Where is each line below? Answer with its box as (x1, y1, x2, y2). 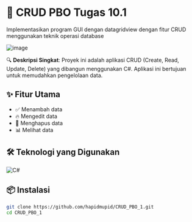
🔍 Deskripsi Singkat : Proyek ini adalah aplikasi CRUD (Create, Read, (6, 56, 180, 64)
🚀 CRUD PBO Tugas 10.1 (6, 6, 127, 20)
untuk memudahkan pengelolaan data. (6, 72, 103, 79)
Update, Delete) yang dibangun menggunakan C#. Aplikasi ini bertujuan (6, 65, 187, 72)
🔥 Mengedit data (15, 113, 58, 120)
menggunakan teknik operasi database (6, 32, 104, 39)
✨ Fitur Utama (6, 89, 61, 100)
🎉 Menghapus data (15, 119, 63, 127)
